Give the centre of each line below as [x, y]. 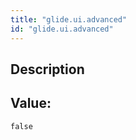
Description [47, 69]
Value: [31, 103]
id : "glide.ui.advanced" [62, 29]
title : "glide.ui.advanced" [69, 19]
